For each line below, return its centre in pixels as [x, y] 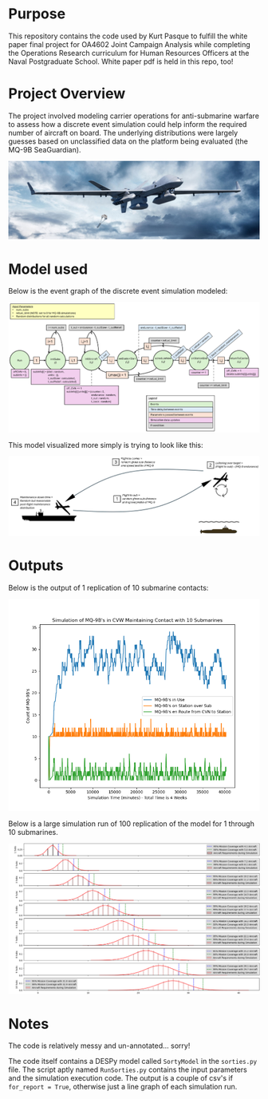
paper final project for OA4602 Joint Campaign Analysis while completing [130, 44]
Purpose [37, 14]
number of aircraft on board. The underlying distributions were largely [123, 132]
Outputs [36, 565]
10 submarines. [33, 832]
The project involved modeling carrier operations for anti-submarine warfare [134, 116]
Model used [48, 269]
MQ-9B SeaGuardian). [45, 149]
